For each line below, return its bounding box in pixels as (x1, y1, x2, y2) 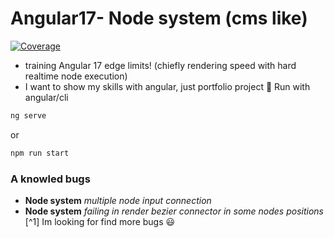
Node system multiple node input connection (24, 194, 212, 206)
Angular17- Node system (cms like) (10, 7, 308, 30)
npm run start (10, 148, 70, 158)
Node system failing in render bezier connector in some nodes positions (24, 205, 324, 217)
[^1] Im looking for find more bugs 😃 (24, 215, 176, 227)
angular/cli (24, 91, 69, 103)
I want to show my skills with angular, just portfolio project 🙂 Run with (24, 80, 311, 92)
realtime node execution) (24, 70, 128, 82)
